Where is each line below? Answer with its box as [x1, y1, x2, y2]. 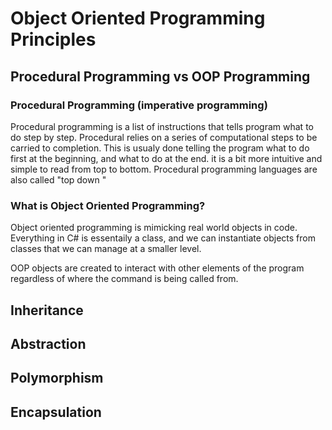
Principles [10, 28, 97, 51]
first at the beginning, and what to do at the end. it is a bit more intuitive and [10, 152, 323, 164]
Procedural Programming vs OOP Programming [10, 68, 311, 85]
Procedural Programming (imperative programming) [10, 98, 268, 112]
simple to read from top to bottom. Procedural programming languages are [10, 163, 318, 175]
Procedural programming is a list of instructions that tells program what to [10, 120, 314, 132]
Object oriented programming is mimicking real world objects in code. [10, 222, 298, 234]
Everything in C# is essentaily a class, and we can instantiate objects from [10, 232, 316, 244]
